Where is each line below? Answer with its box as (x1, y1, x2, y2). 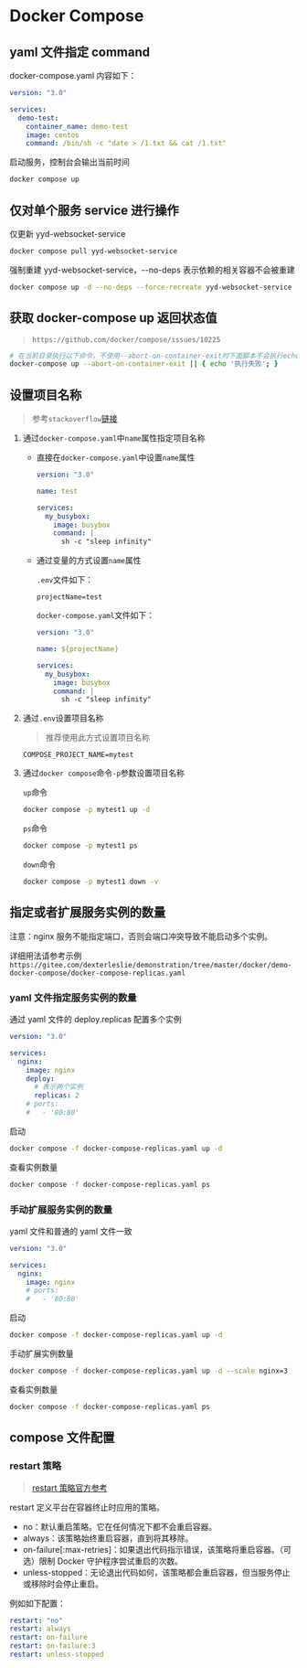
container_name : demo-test (26, 122, 129, 131)
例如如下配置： (9, 1598, 66, 1609)
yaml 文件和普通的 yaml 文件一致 (9, 1225, 132, 1236)
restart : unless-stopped (9, 1650, 104, 1660)
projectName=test (36, 593, 103, 602)
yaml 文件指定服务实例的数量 (9, 991, 137, 1004)
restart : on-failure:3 (9, 1641, 96, 1651)
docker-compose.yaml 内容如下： (9, 70, 137, 80)
